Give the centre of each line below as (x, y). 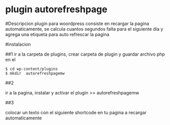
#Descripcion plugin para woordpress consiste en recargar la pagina (77, 23)
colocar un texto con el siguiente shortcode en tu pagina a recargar (76, 112)
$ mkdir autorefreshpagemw (35, 73)
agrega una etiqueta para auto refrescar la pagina (57, 34)
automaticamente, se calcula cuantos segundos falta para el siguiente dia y (84, 29)
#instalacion (18, 44)
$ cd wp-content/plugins (32, 69)
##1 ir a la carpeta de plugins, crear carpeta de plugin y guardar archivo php (85, 54)
